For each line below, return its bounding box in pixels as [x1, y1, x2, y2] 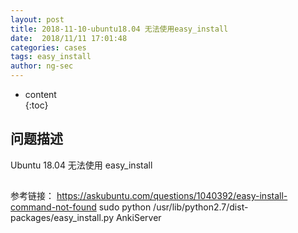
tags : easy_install [10, 52, 92, 62]
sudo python [98, 201, 152, 213]
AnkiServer [115, 212, 162, 224]
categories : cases [10, 42, 87, 53]
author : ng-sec [10, 61, 74, 71]
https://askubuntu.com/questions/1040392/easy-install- [56, 190, 288, 202]
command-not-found [10, 201, 97, 213]
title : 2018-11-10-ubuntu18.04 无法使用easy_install [10, 24, 229, 34]
